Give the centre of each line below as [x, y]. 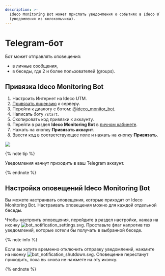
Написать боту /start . [36, 114]
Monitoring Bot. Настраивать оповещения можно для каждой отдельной [81, 205]
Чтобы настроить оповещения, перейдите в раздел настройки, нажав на [82, 220]
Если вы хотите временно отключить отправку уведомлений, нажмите [80, 249]
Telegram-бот [34, 43]
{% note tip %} [20, 154]
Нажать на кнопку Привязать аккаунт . [53, 130]
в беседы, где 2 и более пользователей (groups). [64, 71]
